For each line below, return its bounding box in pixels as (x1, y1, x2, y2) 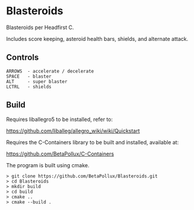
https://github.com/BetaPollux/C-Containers (6, 150, 115, 157)
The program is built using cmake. (6, 161, 90, 168)
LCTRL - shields (6, 84, 52, 90)
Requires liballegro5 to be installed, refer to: (6, 116, 113, 123)
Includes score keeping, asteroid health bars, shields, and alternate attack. (6, 35, 189, 42)
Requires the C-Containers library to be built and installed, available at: (6, 138, 179, 146)
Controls (6, 52, 39, 63)
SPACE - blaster (6, 73, 52, 79)
